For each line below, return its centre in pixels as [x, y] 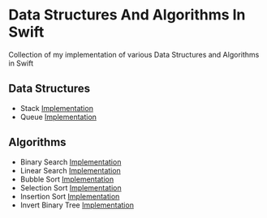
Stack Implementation [56, 108]
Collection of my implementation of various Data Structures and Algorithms [134, 54]
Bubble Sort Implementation [67, 179]
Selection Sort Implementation [71, 187]
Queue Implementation [58, 117]
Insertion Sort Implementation [70, 196]
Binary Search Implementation [71, 162]
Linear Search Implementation [71, 170]
